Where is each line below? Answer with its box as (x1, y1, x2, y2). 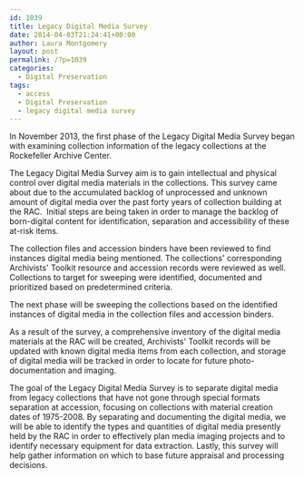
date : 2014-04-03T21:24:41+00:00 (9, 30, 136, 39)
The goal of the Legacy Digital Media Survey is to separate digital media (9, 383, 279, 394)
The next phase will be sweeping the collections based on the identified (9, 299, 279, 310)
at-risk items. (9, 226, 59, 237)
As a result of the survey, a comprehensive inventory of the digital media (9, 327, 281, 337)
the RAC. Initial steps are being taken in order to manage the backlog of (9, 206, 279, 218)
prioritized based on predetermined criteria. (9, 282, 173, 293)
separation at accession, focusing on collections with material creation (9, 402, 274, 413)
